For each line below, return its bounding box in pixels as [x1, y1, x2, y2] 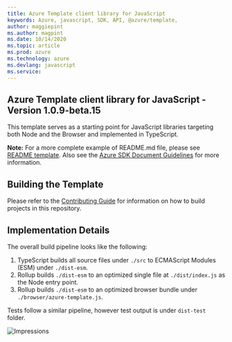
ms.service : [7, 68, 42, 75]
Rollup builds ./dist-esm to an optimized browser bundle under [17, 285, 197, 294]
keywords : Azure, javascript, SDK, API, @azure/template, [7, 17, 178, 24]
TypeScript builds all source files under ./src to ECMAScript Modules [17, 255, 216, 264]
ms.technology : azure [7, 55, 70, 62]
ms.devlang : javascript [7, 62, 76, 69]
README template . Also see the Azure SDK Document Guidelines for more [7, 151, 220, 159]
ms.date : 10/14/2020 [7, 36, 67, 43]
